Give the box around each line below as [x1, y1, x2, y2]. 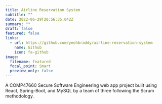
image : [5, 54, 19, 60]
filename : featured [10, 59, 51, 64]
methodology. [5, 93, 34, 99]
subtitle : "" [5, 12, 33, 17]
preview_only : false [10, 69, 53, 74]
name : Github [14, 45, 42, 50]
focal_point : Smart [10, 64, 51, 69]
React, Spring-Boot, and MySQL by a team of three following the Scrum [5, 88, 154, 93]
